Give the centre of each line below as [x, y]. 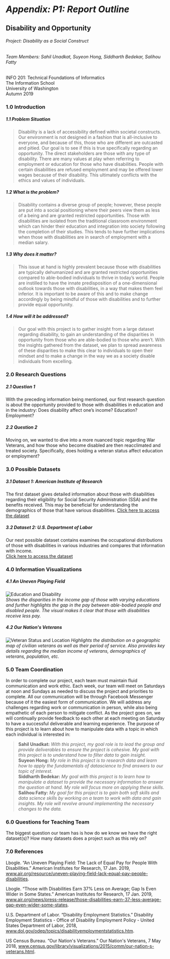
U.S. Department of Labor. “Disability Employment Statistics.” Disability [79, 914]
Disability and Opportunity [49, 28]
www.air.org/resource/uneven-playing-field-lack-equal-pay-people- [77, 873]
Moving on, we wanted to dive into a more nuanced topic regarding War [80, 440]
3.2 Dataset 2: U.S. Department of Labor [49, 527]
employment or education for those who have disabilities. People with [91, 164]
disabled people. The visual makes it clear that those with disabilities [78, 610]
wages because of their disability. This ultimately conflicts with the [88, 175]
